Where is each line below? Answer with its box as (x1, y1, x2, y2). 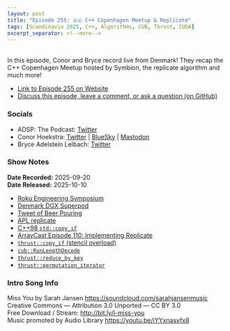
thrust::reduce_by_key (17, 254, 84, 261)
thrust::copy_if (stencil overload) (17, 238, 117, 247)
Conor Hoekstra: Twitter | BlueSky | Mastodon (17, 132, 150, 141)
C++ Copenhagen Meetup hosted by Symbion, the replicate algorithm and (7, 63, 220, 72)
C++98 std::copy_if (17, 224, 77, 232)
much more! (7, 71, 42, 79)
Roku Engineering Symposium (17, 194, 105, 202)
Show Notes (7, 157, 49, 167)
